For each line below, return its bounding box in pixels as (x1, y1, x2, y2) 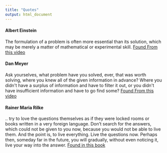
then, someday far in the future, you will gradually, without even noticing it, (5, 137, 159, 143)
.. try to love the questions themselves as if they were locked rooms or (5, 115, 150, 121)
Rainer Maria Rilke (5, 104, 44, 110)
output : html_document (5, 12, 52, 17)
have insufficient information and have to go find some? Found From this (5, 87, 154, 93)
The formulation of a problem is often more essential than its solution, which (5, 38, 162, 44)
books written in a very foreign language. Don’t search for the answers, (5, 121, 152, 127)
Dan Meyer (5, 60, 28, 66)
